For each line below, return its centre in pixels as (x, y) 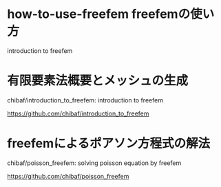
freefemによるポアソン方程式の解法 (109, 143)
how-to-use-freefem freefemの (99, 14)
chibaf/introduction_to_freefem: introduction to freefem (85, 100)
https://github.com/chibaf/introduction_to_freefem (78, 113)
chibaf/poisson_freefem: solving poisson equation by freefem (94, 163)
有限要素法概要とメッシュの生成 (98, 81)
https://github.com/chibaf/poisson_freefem (68, 176)
